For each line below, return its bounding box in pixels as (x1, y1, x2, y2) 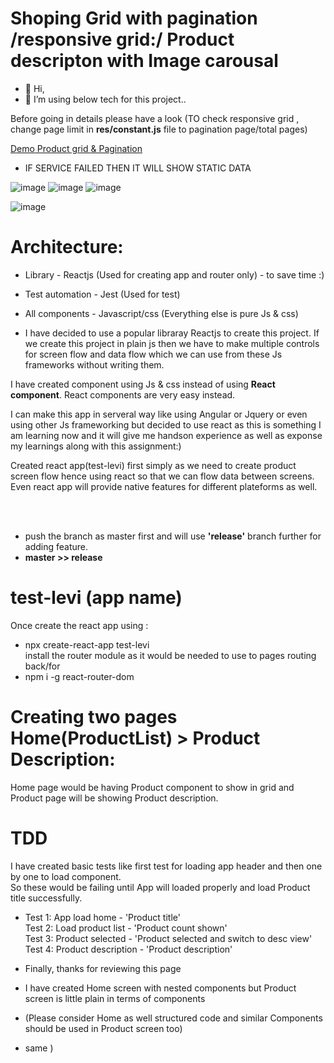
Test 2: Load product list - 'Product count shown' (24, 922, 228, 934)
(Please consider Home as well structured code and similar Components (24, 1012, 323, 1024)
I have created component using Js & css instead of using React (10, 378, 276, 390)
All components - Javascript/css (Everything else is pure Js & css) (24, 307, 299, 319)
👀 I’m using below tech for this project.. (24, 93, 187, 105)
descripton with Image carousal (10, 50, 279, 72)
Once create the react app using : (10, 619, 149, 631)
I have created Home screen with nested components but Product (24, 982, 297, 994)
